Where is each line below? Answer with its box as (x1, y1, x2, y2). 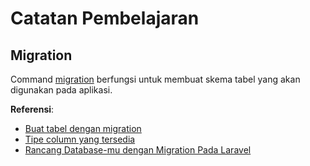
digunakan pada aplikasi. (10, 84, 113, 96)
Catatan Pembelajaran (10, 7, 200, 30)
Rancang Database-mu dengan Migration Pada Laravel (24, 144, 252, 156)
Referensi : (10, 103, 55, 115)
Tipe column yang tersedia (24, 133, 136, 145)
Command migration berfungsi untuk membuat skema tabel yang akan (10, 73, 301, 85)
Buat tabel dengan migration (24, 123, 142, 134)
